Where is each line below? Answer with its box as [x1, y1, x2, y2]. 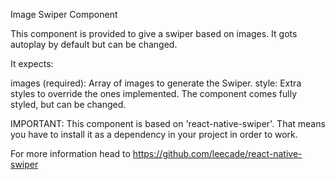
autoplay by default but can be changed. [10, 39, 178, 50]
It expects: [10, 58, 54, 69]
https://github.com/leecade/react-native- [132, 148, 303, 159]
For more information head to [10, 148, 131, 159]
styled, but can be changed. [10, 99, 127, 110]
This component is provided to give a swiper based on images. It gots [10, 28, 298, 39]
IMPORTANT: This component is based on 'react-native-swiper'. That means [10, 118, 326, 129]
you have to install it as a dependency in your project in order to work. [10, 129, 298, 140]
